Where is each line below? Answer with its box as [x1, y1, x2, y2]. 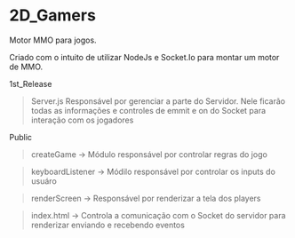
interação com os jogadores [30, 115, 134, 125]
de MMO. [9, 61, 44, 72]
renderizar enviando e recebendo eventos [30, 219, 185, 230]
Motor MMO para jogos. [9, 35, 97, 45]
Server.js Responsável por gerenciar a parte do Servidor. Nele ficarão [30, 95, 286, 107]
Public [9, 131, 33, 142]
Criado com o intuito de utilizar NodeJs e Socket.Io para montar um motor [9, 52, 280, 62]
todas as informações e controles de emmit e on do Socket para [30, 105, 267, 115]
